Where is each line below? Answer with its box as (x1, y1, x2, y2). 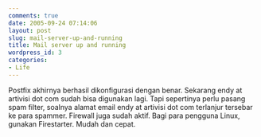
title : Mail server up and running (8, 41, 127, 49)
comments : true (8, 11, 59, 20)
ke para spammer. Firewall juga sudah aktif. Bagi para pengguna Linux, (8, 111, 240, 120)
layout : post (8, 26, 52, 34)
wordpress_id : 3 (8, 49, 62, 57)
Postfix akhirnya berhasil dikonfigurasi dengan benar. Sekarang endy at (8, 85, 243, 95)
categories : (8, 57, 48, 65)
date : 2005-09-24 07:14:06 (8, 19, 98, 27)
